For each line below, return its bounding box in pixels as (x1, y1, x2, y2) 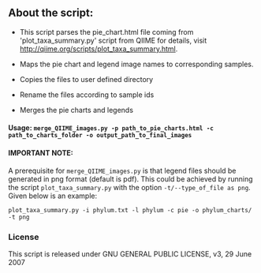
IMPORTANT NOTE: (8, 148, 73, 157)
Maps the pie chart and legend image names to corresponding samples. (19, 59, 254, 69)
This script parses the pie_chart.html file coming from (19, 27, 194, 36)
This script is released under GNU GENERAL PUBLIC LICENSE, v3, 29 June (8, 249, 252, 259)
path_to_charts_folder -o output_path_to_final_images (8, 132, 192, 140)
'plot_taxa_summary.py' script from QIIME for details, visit (19, 36, 207, 45)
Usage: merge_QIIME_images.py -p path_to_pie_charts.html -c (8, 123, 214, 133)
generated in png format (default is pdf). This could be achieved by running (8, 174, 254, 184)
